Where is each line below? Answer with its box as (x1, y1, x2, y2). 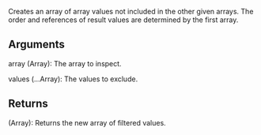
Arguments (8, 38, 66, 51)
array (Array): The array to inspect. (8, 58, 122, 68)
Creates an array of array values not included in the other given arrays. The (8, 7, 254, 16)
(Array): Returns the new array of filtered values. (8, 118, 166, 127)
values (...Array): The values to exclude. (8, 74, 138, 84)
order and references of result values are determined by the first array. (8, 15, 239, 24)
